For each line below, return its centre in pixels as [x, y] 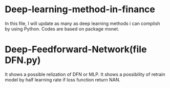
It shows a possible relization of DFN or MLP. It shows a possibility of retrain [85, 74]
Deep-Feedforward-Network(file [76, 50]
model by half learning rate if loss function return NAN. [63, 79]
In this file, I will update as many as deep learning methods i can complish [82, 23]
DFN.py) [23, 60]
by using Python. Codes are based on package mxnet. [62, 28]
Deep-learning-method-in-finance [80, 9]
